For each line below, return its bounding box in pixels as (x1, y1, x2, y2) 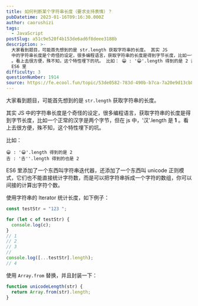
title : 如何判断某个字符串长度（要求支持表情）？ (6, 8, 113, 15)
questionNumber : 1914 (6, 74, 60, 80)
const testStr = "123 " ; (6, 206, 67, 212)
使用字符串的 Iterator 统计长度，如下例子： (6, 194, 110, 201)
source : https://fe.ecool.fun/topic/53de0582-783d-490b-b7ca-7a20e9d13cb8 (6, 80, 194, 86)
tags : (6, 25, 19, 31)
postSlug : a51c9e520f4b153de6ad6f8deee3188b (6, 36, 117, 42)
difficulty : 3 (6, 69, 41, 75)
